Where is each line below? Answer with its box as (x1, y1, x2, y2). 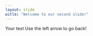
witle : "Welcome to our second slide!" (5, 12, 89, 17)
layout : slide (5, 7, 35, 12)
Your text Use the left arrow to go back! (5, 25, 87, 31)
